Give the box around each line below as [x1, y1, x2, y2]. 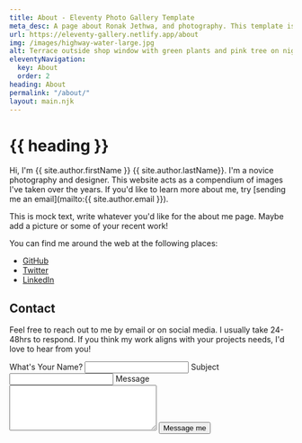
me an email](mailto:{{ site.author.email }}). [9, 194, 169, 205]
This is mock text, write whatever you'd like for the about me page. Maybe [9, 211, 285, 222]
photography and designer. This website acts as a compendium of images [9, 174, 283, 185]
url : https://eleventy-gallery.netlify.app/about [9, 30, 200, 39]
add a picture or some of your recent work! [9, 221, 169, 232]
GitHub [22, 255, 49, 266]
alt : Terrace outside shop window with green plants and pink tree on [9, 47, 280, 56]
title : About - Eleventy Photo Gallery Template [9, 13, 195, 22]
